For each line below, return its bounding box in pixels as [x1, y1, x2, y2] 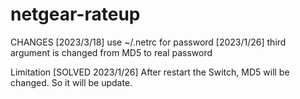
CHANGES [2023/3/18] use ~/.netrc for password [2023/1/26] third [10, 36, 287, 48]
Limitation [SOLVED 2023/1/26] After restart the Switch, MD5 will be [10, 66, 290, 78]
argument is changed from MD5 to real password [10, 46, 213, 58]
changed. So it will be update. [10, 76, 133, 88]
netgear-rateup [10, 3, 141, 26]
